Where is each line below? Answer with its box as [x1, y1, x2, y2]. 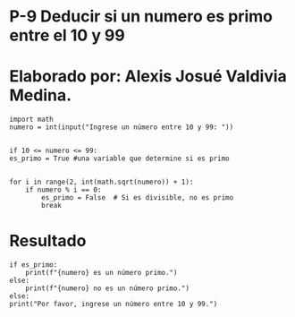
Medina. [9, 85, 72, 106]
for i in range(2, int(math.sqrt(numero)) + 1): [9, 177, 194, 187]
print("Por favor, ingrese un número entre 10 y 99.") [9, 300, 218, 309]
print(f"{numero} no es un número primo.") [25, 284, 190, 293]
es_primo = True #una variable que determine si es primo [9, 154, 230, 163]
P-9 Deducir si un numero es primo [9, 6, 274, 27]
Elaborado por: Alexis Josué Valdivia [9, 66, 288, 87]
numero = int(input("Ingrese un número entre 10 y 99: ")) [9, 123, 234, 132]
